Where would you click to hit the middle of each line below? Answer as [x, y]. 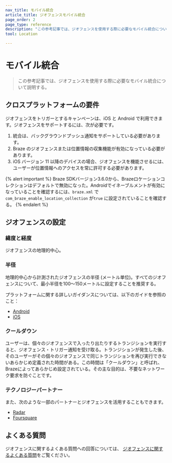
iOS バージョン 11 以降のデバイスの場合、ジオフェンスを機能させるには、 [90, 161]
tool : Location [21, 34]
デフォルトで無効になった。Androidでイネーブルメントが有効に [99, 185]
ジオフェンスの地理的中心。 [35, 251]
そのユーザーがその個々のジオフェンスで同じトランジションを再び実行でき [84, 356]
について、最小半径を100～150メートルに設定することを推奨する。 [89, 283]
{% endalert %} [32, 204]
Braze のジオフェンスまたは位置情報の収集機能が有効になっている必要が [89, 148]
